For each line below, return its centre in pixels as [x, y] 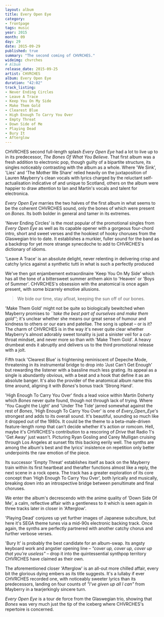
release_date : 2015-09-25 [31, 69]
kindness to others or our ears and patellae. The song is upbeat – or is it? [79, 324]
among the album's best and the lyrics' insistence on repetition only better [80, 448]
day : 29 [13, 42]
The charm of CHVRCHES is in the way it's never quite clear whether [74, 329]
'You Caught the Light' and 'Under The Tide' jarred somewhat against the [79, 406]
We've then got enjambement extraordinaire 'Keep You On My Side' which [80, 274]
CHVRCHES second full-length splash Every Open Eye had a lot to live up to [82, 152]
